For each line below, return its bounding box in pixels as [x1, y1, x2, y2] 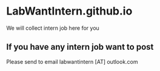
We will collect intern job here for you [6, 24, 100, 32]
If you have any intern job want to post [6, 42, 154, 52]
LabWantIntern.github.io [6, 4, 133, 18]
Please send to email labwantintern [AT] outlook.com [6, 58, 138, 65]
